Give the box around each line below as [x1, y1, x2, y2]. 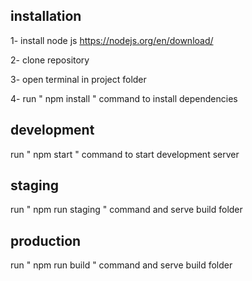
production [10, 232, 82, 249]
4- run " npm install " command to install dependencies [10, 92, 238, 104]
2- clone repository [10, 54, 90, 66]
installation [10, 8, 82, 25]
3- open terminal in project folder [10, 73, 147, 85]
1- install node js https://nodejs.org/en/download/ [10, 34, 214, 46]
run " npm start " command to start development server [10, 148, 240, 160]
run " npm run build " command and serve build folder [10, 259, 233, 271]
